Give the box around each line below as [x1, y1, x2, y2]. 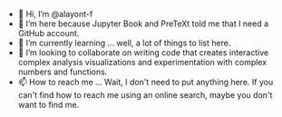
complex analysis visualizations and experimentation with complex [17, 57, 267, 67]
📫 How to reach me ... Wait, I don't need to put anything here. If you [17, 77, 274, 87]
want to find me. [17, 100, 80, 110]
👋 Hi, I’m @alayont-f [17, 9, 93, 19]
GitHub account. [17, 28, 80, 38]
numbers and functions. [17, 66, 108, 77]
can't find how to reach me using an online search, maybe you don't [17, 90, 273, 100]
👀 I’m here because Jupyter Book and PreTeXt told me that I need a [17, 18, 269, 29]
